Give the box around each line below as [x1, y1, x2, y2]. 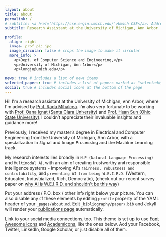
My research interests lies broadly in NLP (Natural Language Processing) [5, 154, 154, 160]
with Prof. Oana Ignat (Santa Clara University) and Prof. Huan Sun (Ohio [5, 109, 151, 115]
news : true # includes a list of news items [5, 76, 98, 81]
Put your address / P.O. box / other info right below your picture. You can [5, 190, 153, 196]
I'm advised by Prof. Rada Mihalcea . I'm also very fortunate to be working [5, 103, 155, 109]
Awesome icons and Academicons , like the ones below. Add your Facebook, [5, 221, 161, 227]
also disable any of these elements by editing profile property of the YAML [5, 195, 159, 201]
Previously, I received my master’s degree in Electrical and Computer [5, 129, 146, 135]
